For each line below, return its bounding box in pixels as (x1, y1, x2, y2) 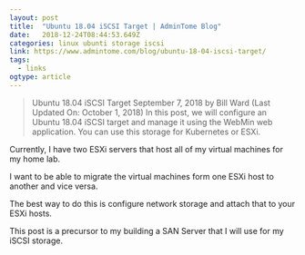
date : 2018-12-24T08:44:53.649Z (9, 30, 141, 39)
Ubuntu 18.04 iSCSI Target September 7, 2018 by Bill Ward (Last (31, 97, 271, 108)
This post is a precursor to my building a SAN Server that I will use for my (9, 225, 284, 236)
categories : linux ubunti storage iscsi (9, 38, 166, 48)
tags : (9, 55, 30, 64)
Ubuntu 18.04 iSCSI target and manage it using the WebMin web (31, 116, 273, 127)
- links (17, 64, 47, 74)
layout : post (9, 13, 59, 23)
